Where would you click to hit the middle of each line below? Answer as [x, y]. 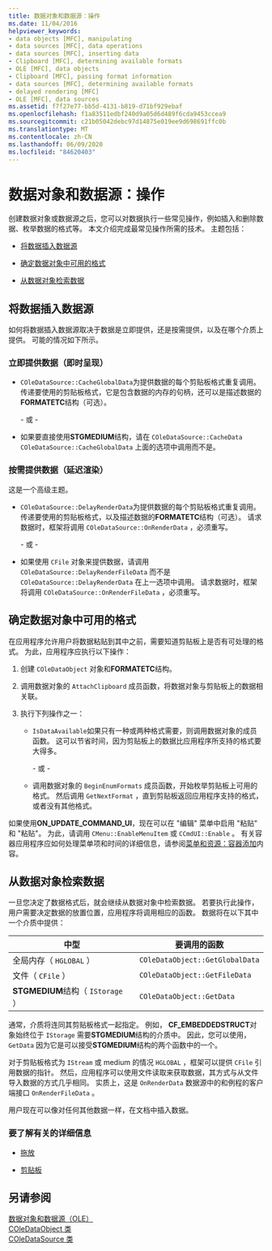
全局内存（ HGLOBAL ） [53, 961]
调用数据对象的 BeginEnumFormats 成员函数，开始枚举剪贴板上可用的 [145, 786]
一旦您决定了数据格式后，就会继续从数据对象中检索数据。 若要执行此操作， [134, 903]
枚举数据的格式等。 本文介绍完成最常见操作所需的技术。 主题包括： [134, 229]
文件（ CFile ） [41, 976]
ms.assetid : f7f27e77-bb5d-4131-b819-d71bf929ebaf [96, 106]
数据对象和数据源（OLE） [51, 1219]
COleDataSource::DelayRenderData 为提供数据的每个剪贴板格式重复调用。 [140, 506]
